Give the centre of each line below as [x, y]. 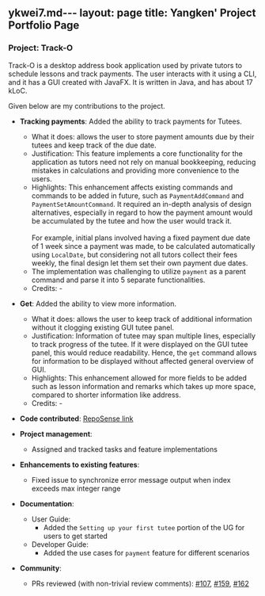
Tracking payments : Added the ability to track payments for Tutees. [131, 121]
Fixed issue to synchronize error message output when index [131, 479]
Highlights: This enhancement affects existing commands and [132, 187]
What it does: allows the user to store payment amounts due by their [143, 136]
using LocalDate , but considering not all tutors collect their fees [134, 254]
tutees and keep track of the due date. [94, 145]
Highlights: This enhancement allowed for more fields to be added [139, 378]
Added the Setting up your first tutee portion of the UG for [144, 527]
